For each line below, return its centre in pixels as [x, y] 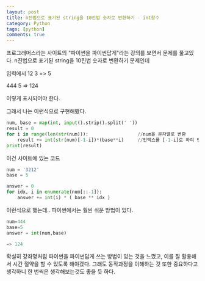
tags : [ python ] [26, 29]
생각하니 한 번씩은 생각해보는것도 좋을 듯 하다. [61, 272]
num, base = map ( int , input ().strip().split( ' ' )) [72, 123]
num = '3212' [23, 170]
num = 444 [16, 221]
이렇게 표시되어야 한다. [33, 98]
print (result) [24, 145]
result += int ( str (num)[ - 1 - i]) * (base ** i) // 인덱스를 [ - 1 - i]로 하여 [106, 140]
